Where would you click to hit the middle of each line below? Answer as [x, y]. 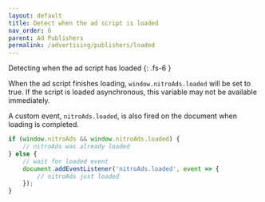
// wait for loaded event [66, 161]
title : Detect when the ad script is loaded [83, 23]
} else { [23, 154]
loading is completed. [44, 125]
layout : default [35, 16]
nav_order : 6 [30, 30]
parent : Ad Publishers [46, 38]
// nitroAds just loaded [78, 176]
